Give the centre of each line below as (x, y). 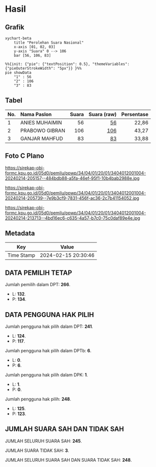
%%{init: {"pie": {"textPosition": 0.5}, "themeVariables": (68, 64)
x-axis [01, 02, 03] (35, 47)
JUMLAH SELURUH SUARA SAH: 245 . (43, 441)
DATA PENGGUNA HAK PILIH (49, 315)
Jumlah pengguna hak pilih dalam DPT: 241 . (49, 326)
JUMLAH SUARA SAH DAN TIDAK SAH (65, 429)
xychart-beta (18, 38)
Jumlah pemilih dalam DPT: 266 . (38, 285)
